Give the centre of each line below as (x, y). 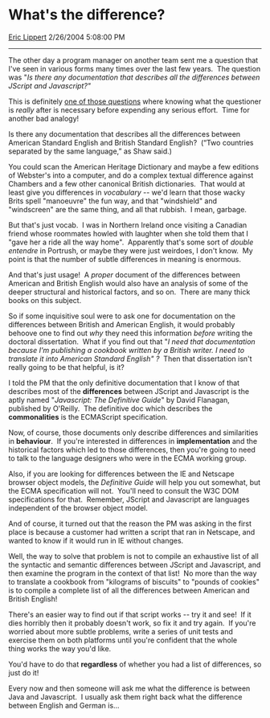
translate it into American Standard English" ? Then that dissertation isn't (130, 359)
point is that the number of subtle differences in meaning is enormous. (125, 259)
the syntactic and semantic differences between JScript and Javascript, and (135, 564)
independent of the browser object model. (78, 507)
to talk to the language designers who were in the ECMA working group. (127, 458)
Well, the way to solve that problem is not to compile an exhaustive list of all (133, 556)
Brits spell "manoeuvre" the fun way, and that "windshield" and (113, 201)
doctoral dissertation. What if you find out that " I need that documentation (132, 341)
